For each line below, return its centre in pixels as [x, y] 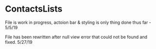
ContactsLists [34, 9]
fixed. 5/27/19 [19, 42]
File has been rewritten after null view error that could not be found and [76, 37]
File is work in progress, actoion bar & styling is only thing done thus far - [78, 22]
